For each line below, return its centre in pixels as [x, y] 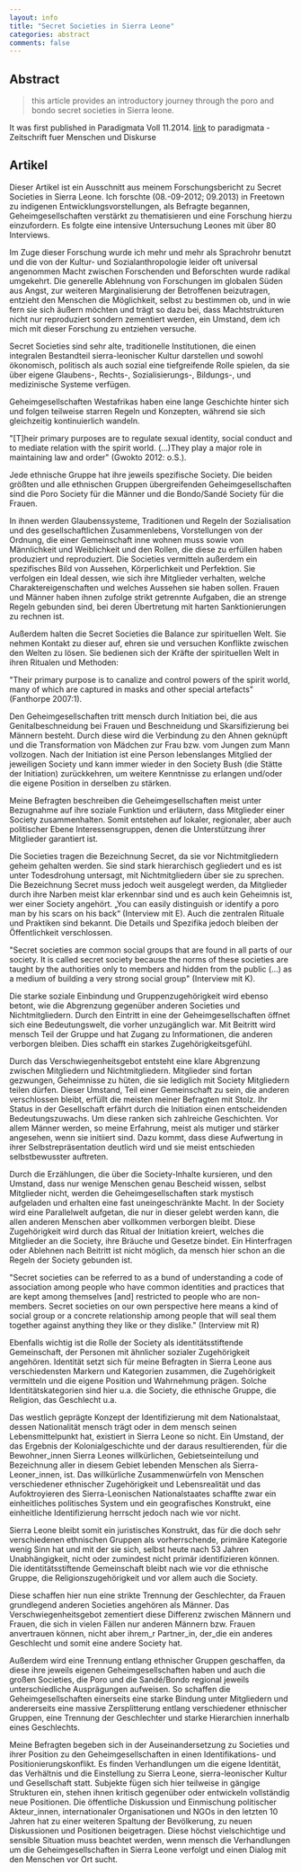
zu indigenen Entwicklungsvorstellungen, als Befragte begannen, [129, 206]
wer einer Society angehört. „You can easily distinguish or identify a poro [144, 903]
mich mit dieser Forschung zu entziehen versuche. [103, 328]
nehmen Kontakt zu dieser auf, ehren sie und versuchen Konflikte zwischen [149, 643]
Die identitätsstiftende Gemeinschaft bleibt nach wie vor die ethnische [139, 1568]
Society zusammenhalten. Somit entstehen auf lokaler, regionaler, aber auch [150, 820]
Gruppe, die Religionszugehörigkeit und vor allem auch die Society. [134, 1577]
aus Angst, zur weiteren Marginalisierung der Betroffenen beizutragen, [140, 290]
